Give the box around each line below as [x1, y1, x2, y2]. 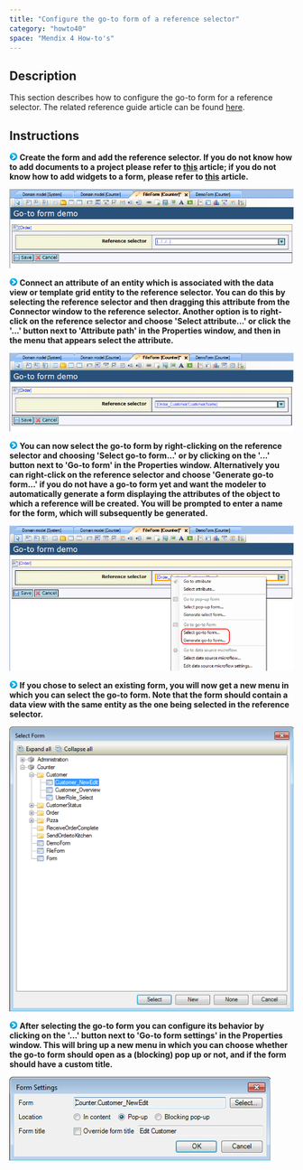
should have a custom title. [9, 1059, 113, 1070]
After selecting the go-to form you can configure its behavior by [19, 1021, 264, 1032]
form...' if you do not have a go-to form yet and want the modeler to [9, 479, 267, 490]
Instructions [9, 127, 79, 144]
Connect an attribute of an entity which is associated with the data [19, 276, 274, 288]
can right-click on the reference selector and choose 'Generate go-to [9, 469, 274, 480]
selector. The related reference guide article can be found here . [9, 102, 245, 113]
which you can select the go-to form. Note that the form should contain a [9, 689, 289, 700]
